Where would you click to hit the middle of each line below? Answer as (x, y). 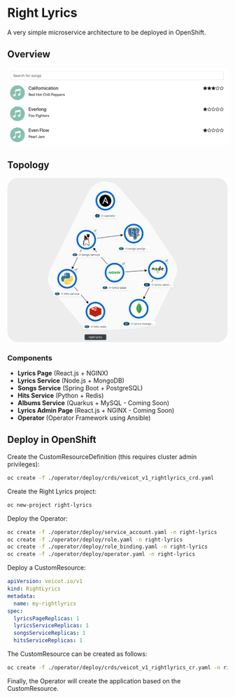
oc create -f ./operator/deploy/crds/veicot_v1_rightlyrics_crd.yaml (111, 478)
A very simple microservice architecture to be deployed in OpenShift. (107, 32)
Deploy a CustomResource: (47, 568)
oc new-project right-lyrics (50, 505)
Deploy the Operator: (37, 518)
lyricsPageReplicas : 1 (47, 618)
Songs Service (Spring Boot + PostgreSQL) (80, 388)
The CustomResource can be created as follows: (77, 654)
